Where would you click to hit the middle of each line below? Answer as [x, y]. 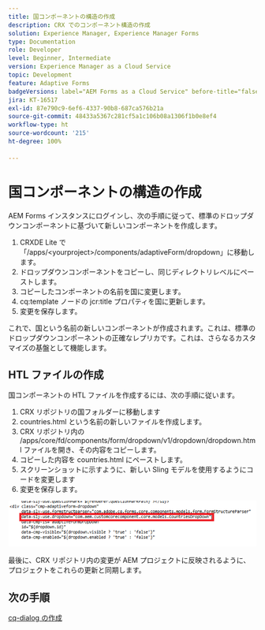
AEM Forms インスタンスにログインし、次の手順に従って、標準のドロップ [127, 215]
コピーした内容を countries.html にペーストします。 [103, 460]
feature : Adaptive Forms [49, 83]
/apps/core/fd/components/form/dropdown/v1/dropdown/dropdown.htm [138, 441]
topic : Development [40, 75]
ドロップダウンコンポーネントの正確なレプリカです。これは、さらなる [122, 337]
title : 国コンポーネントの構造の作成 [62, 17]
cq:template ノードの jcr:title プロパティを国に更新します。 [115, 301]
